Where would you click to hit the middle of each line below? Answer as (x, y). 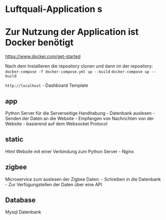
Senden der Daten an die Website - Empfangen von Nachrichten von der (80, 118)
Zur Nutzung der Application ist (72, 32)
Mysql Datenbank (23, 212)
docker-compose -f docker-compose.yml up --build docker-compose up (77, 72)
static (14, 139)
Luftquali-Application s (54, 9)
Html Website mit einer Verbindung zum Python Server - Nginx (70, 151)
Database (20, 200)
